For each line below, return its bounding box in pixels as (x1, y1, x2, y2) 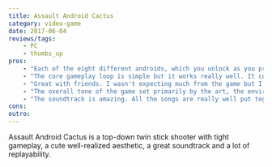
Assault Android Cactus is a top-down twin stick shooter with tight (8, 132, 229, 142)
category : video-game (8, 19, 82, 28)
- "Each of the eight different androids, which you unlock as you (23, 65, 255, 73)
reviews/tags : (8, 34, 57, 43)
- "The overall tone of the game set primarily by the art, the (23, 87, 244, 96)
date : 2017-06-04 (8, 27, 67, 35)
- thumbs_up (23, 49, 63, 58)
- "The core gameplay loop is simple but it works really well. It (23, 72, 255, 80)
